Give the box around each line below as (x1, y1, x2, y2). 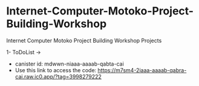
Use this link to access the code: (15, 66, 97, 73)
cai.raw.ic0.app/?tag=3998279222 (15, 73, 102, 80)
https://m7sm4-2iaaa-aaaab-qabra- (97, 66, 187, 73)
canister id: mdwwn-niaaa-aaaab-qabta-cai (15, 60, 124, 67)
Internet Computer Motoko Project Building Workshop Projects (6, 37, 162, 44)
